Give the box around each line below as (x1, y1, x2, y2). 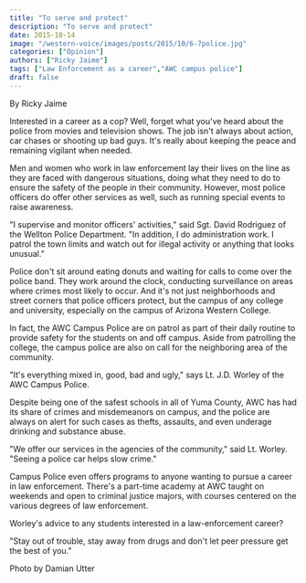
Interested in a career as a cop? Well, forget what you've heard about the (9, 115, 284, 126)
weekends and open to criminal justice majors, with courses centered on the (9, 490, 297, 501)
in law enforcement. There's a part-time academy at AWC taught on (9, 481, 265, 492)
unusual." (9, 248, 46, 259)
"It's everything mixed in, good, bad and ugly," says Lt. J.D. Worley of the (9, 369, 285, 380)
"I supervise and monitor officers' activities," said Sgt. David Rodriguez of (9, 218, 286, 229)
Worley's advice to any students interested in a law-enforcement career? (9, 517, 284, 528)
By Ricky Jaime (9, 98, 68, 109)
